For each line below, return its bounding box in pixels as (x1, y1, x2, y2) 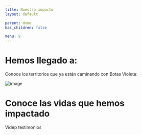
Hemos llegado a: (5, 55, 77, 66)
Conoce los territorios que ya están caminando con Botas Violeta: (5, 71, 138, 77)
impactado (5, 108, 50, 119)
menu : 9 (5, 34, 21, 39)
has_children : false (5, 25, 47, 30)
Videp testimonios (5, 124, 42, 130)
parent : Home (5, 21, 32, 25)
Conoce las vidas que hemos (5, 98, 125, 109)
